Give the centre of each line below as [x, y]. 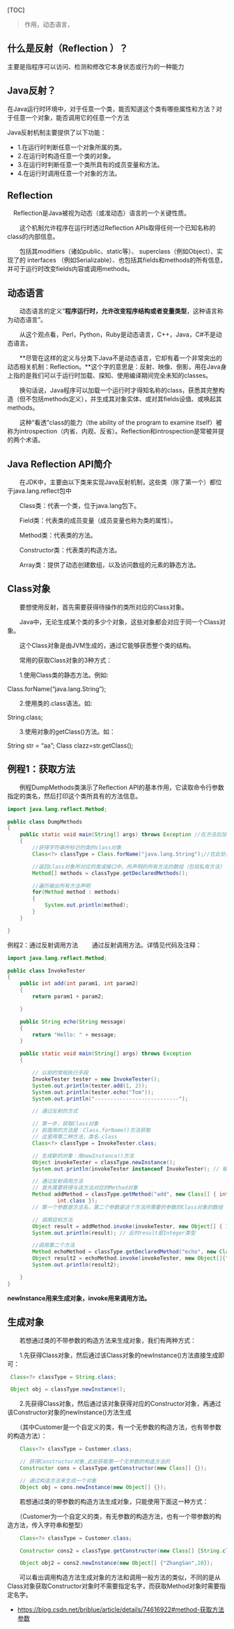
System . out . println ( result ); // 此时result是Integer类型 [114, 1233]
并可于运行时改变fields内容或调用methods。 [70, 269]
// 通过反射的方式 [55, 1111]
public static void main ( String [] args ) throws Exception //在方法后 [120, 835]
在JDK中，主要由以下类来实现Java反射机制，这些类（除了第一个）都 [117, 482]
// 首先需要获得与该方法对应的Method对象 [85, 1188]
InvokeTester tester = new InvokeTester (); [96, 1079]
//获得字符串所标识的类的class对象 [77, 848]
